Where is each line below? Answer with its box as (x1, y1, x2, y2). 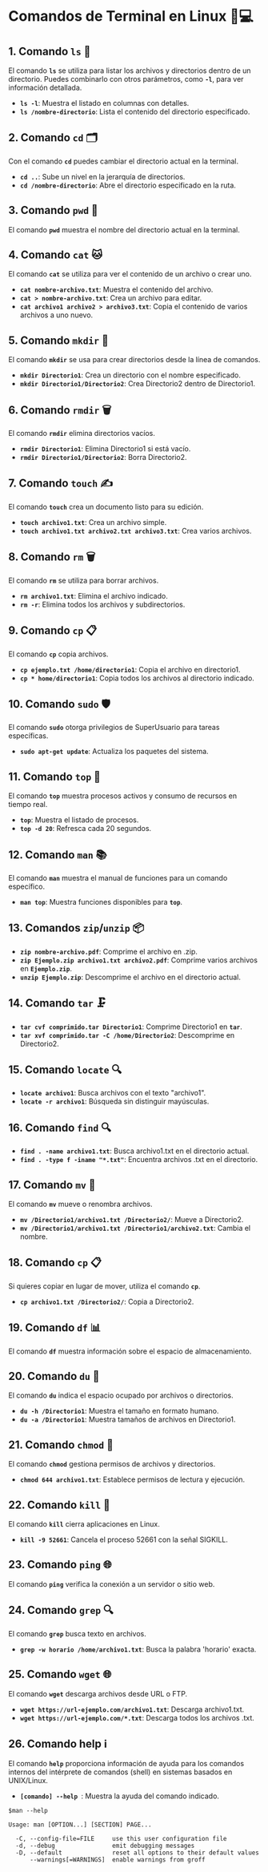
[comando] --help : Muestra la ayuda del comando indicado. (19, 1791, 220, 1801)
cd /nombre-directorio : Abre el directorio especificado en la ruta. (19, 180, 236, 190)
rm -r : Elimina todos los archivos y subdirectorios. (19, 599, 186, 609)
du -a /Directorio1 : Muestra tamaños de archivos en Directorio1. (19, 1414, 236, 1424)
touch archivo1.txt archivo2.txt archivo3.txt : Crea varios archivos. (19, 526, 252, 535)
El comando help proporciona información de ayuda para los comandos (8, 1759, 245, 1769)
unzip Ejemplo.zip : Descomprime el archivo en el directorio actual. (19, 972, 242, 982)
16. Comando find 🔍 (8, 1120, 112, 1135)
